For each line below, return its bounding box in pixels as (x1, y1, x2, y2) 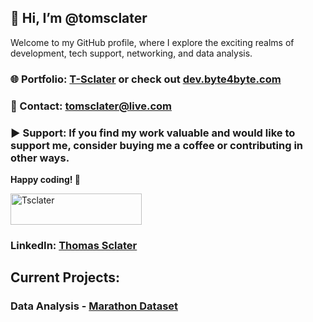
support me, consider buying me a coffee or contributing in (10, 138, 304, 152)
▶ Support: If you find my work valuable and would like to (10, 126, 296, 140)
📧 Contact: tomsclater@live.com (10, 99, 173, 113)
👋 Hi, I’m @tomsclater (10, 10, 148, 27)
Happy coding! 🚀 (10, 173, 81, 185)
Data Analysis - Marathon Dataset (10, 299, 179, 313)
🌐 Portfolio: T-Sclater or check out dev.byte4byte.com (10, 72, 282, 86)
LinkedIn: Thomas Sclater (10, 238, 138, 252)
